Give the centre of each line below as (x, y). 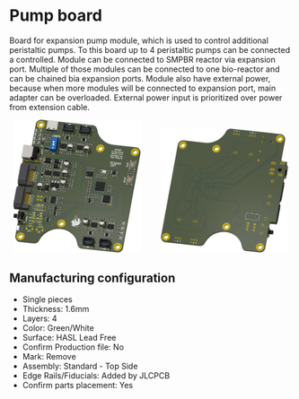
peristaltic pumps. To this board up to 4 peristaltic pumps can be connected (149, 49)
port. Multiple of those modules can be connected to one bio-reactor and (145, 69)
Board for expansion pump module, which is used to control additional (139, 40)
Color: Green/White (58, 328)
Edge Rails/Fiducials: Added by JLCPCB (96, 376)
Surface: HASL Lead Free (69, 338)
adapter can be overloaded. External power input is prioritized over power (146, 97)
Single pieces (48, 299)
